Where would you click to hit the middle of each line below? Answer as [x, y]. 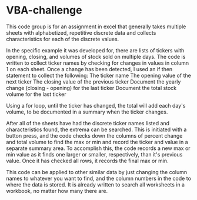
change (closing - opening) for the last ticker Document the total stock [91, 88]
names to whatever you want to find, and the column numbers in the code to [98, 178]
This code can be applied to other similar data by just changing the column [97, 172]
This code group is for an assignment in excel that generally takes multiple [96, 26]
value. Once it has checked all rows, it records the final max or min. [87, 161]
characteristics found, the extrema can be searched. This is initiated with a [96, 129]
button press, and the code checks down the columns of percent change [94, 135]
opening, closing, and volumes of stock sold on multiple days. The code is [96, 56]
